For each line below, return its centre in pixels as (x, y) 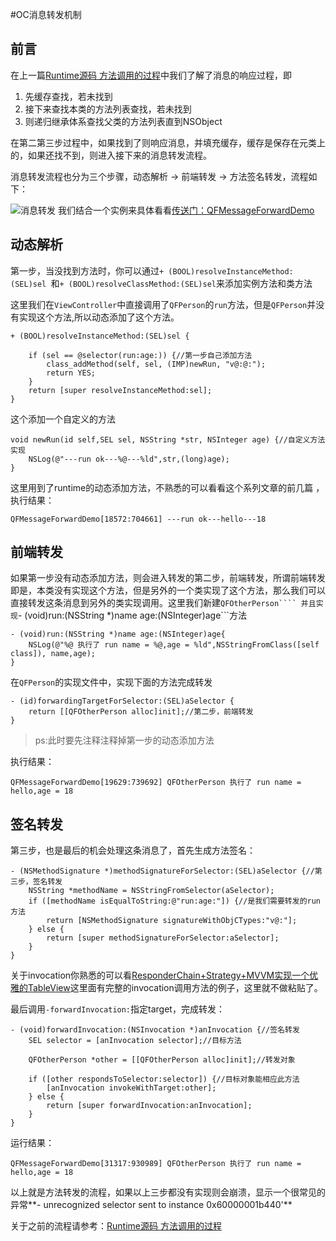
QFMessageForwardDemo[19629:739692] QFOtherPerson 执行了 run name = (156, 783)
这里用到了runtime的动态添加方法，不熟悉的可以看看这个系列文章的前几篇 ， (167, 487)
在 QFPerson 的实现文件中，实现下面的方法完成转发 (111, 682)
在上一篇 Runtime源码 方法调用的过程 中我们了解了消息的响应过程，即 (151, 75)
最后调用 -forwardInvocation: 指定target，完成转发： (117, 1009)
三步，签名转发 (36, 882)
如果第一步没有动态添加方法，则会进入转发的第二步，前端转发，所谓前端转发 (168, 578)
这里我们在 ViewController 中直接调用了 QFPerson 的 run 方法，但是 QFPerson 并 (163, 304)
